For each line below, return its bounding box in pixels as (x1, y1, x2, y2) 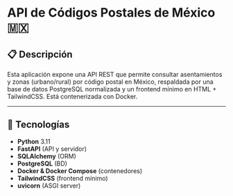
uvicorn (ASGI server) (17, 181, 81, 190)
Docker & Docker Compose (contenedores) (17, 166, 143, 175)
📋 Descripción (7, 48, 73, 60)
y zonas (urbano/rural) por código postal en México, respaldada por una (7, 78, 214, 86)
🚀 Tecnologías (7, 119, 70, 131)
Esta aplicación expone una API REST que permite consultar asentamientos (7, 71, 223, 78)
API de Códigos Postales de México (7, 5, 216, 21)
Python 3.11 (17, 137, 51, 145)
